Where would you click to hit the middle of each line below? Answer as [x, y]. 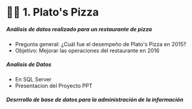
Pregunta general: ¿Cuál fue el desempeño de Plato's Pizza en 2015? [101, 44]
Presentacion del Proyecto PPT [53, 86]
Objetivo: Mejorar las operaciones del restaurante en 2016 [87, 51]
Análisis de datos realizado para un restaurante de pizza [79, 29]
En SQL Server [33, 80]
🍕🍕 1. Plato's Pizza [53, 12]
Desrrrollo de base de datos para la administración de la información [95, 99]
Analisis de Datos [29, 64]
